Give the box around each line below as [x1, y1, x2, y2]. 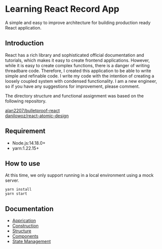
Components [12, 233, 39, 239]
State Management [12, 239, 51, 245]
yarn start [5, 191, 27, 197]
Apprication [12, 218, 36, 224]
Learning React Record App [5, 3, 119, 15]
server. [5, 177, 20, 183]
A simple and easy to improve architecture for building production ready [5, 20, 151, 25]
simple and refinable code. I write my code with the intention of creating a [5, 73, 155, 79]
